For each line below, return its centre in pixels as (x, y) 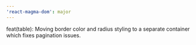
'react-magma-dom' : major (38, 12)
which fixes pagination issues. (44, 35)
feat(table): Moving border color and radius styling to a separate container (98, 29)
